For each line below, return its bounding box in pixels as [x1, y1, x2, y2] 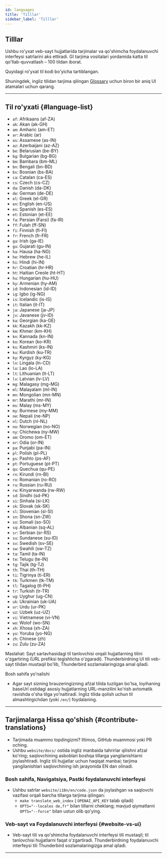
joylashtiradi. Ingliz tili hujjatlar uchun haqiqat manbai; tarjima [12, 758, 138, 764]
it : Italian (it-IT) [12, 301, 45, 307]
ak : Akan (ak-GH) [12, 121, 48, 127]
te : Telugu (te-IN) [12, 556, 49, 562]
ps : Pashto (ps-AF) [12, 455, 51, 461]
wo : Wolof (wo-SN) [12, 620, 51, 625]
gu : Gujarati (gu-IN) [12, 243, 52, 249]
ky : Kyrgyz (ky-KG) [12, 355, 51, 360]
